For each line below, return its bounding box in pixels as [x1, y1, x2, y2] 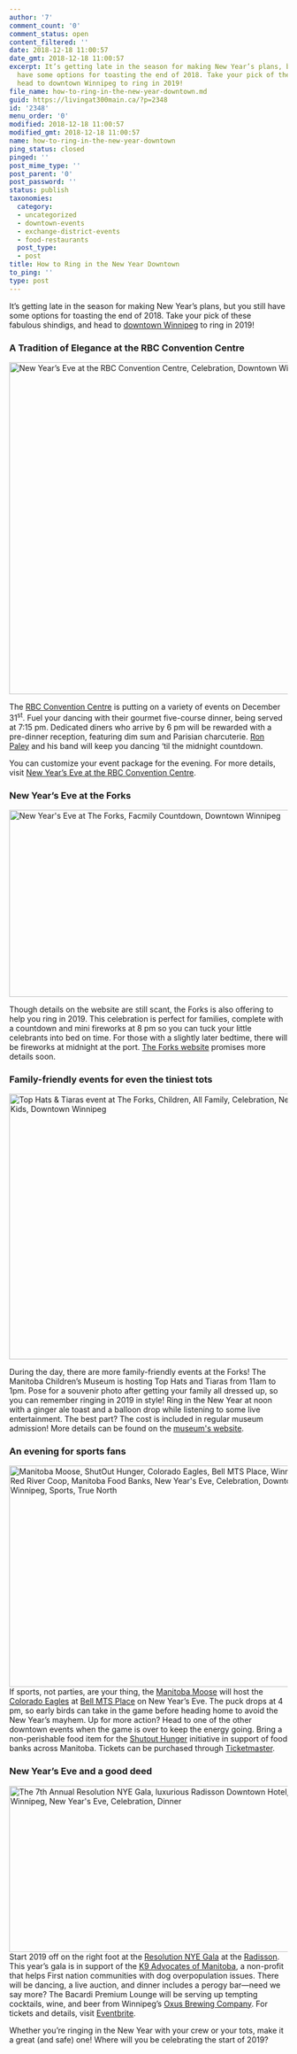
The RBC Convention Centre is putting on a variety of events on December [9, 701, 281, 712]
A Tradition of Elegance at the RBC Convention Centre [9, 342, 245, 354]
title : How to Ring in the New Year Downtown [9, 260, 179, 269]
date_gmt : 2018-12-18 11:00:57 [9, 54, 125, 63]
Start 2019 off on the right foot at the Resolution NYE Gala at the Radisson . [9, 1951, 280, 1962]
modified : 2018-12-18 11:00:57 [9, 120, 125, 129]
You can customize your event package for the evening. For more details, [9, 758, 276, 768]
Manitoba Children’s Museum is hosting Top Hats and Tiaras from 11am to [9, 1376, 277, 1386]
